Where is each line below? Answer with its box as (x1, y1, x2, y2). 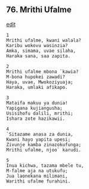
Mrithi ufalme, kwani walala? (6, 37, 82, 44)
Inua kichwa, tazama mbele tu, (6, 162, 84, 169)
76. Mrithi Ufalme (6, 5, 72, 15)
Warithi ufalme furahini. (6, 178, 70, 184)
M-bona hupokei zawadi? (6, 74, 66, 80)
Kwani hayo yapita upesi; (6, 137, 70, 142)
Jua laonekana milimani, (6, 173, 68, 179)
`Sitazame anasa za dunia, (6, 131, 73, 137)
